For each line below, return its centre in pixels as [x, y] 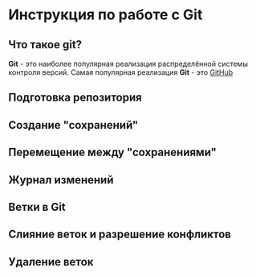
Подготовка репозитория [75, 98]
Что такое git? [45, 45]
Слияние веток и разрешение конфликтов [120, 235]
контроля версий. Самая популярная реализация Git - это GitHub [121, 72]
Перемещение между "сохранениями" [112, 152]
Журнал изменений [61, 180]
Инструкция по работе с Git [106, 15]
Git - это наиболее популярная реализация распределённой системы [128, 64]
